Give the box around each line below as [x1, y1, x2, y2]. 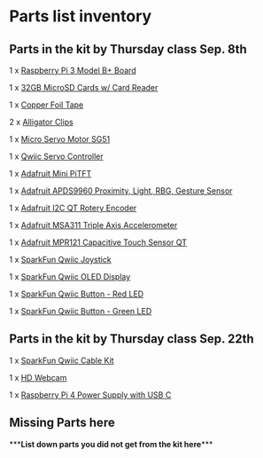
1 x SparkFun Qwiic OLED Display [9, 272, 131, 281]
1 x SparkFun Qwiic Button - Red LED [9, 288, 144, 299]
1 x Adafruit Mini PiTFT [9, 169, 92, 178]
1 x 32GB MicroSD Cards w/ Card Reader [9, 83, 159, 92]
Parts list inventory [9, 6, 152, 27]
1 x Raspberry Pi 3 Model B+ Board [9, 65, 136, 75]
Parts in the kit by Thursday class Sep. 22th [9, 331, 254, 347]
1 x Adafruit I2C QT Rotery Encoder [9, 202, 137, 213]
